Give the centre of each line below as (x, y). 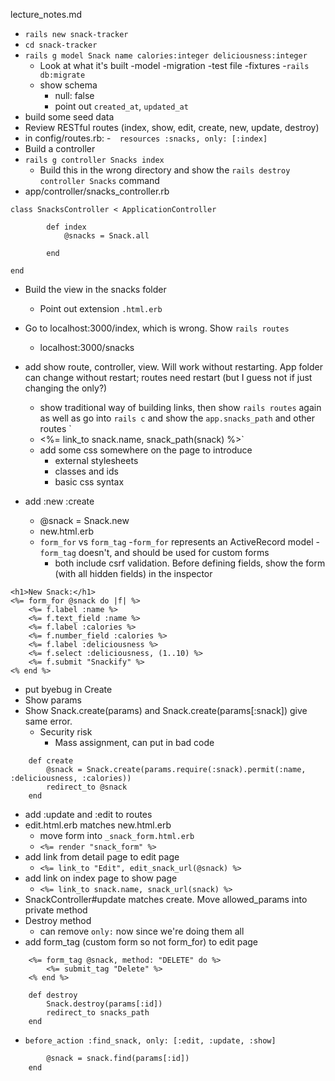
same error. (48, 721)
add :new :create (59, 501)
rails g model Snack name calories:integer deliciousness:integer (166, 56)
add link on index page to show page (101, 878)
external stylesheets (96, 460)
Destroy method (58, 920)
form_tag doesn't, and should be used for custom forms (154, 552)
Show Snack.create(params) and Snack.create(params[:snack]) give (166, 710)
